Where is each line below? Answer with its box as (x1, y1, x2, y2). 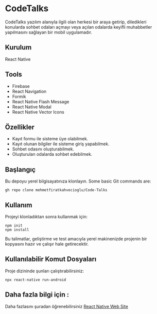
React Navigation (12, 88, 47, 94)
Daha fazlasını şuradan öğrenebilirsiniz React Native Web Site (5, 303, 128, 309)
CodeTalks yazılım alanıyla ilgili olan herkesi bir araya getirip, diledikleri (5, 19, 147, 25)
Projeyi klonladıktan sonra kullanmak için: (5, 214, 88, 219)
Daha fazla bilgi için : (5, 291, 69, 299)
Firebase (12, 83, 30, 89)
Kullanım (5, 201, 33, 209)
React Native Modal (12, 104, 52, 110)
